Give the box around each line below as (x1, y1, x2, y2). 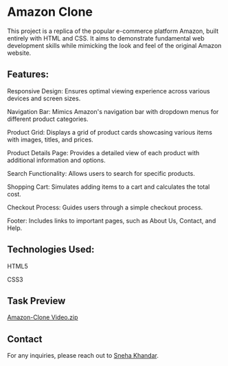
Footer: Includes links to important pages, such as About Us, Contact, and (7, 216, 216, 225)
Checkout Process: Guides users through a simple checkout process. (7, 203, 203, 211)
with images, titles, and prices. (7, 135, 94, 144)
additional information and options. (7, 156, 106, 164)
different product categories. (7, 115, 89, 123)
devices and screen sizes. (7, 94, 81, 102)
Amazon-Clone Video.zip (7, 313, 78, 321)
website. (7, 49, 32, 57)
